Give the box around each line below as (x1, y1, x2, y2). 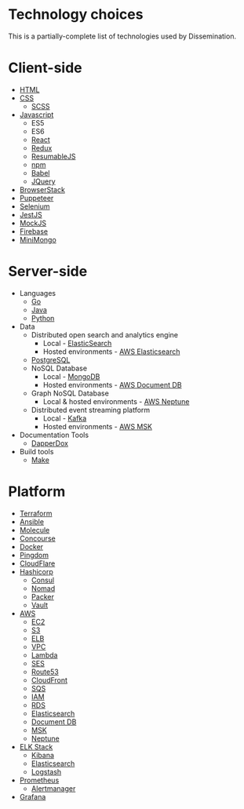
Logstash (31, 767, 62, 776)
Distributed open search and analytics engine (31, 330, 179, 339)
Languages (19, 288, 56, 297)
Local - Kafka (42, 414, 87, 423)
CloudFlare (19, 559, 56, 568)
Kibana (31, 750, 55, 760)
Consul (31, 575, 55, 585)
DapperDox (31, 438, 69, 448)
